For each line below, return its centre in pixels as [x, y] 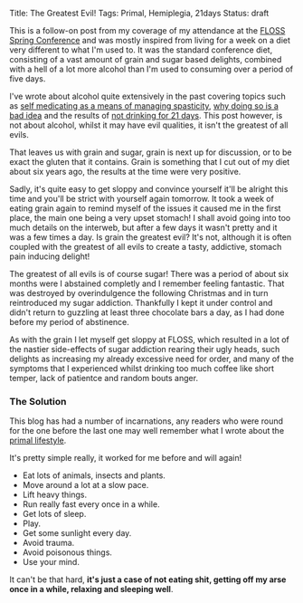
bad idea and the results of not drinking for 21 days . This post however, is [146, 115]
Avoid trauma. [48, 543]
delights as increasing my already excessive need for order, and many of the [151, 359]
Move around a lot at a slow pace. [85, 485]
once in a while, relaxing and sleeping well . [91, 589]
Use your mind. [51, 562]
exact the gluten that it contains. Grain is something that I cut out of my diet [150, 162]
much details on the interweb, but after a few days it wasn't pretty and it [143, 227]
